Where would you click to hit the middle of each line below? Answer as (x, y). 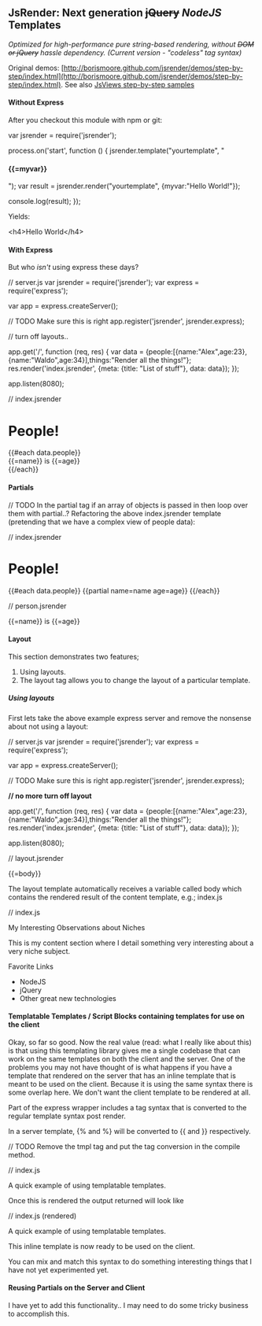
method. (22, 1154)
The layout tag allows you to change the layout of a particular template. (135, 680)
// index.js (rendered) (42, 1216)
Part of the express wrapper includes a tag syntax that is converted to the (127, 1107)
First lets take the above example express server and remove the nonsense (130, 718)
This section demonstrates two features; (74, 656)
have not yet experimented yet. (59, 1269)
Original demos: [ (36, 68)
